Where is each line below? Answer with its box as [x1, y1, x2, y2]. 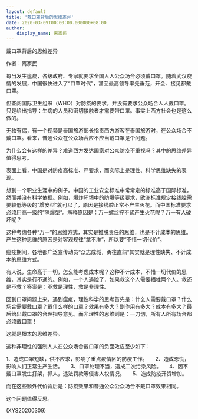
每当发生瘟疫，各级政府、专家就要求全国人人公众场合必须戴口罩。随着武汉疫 [6, 72, 192, 80]
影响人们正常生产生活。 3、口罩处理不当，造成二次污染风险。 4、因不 [6, 363, 189, 370]
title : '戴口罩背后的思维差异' [6, 14, 74, 20]
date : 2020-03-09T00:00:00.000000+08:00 [6, 19, 107, 25]
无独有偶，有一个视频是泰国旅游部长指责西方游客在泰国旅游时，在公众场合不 [6, 127, 192, 134]
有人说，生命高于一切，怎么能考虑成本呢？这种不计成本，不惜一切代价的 [6, 269, 181, 276]
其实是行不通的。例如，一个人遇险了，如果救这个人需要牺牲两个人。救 [16, 276, 187, 283]
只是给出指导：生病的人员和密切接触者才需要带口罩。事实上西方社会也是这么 [6, 107, 192, 114]
